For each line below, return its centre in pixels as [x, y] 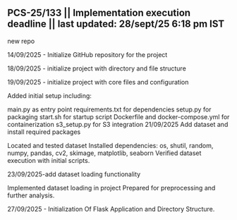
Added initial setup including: [49, 95]
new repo [21, 41]
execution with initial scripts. [49, 160]
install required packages [44, 132]
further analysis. [31, 195]
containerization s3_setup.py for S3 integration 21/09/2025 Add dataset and [118, 124]
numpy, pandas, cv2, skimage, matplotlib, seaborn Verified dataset [104, 153]
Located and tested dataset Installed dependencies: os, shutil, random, [110, 145]
